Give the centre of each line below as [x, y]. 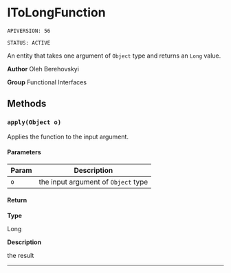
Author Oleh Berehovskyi [43, 69]
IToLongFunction [56, 13]
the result [21, 256]
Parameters [24, 152]
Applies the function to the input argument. [68, 136]
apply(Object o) [34, 122]
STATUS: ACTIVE [29, 43]
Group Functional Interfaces [47, 82]
